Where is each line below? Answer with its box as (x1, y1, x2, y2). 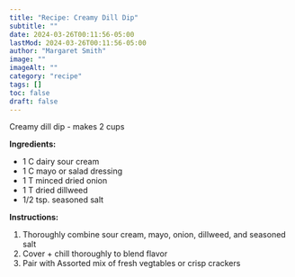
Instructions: (9, 212, 59, 223)
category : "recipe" (9, 72, 83, 81)
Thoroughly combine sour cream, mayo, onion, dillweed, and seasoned (22, 229, 286, 240)
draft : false (9, 96, 58, 106)
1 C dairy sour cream (22, 156, 100, 167)
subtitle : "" (9, 22, 58, 31)
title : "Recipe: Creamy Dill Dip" (9, 13, 139, 22)
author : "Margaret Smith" (9, 47, 106, 56)
